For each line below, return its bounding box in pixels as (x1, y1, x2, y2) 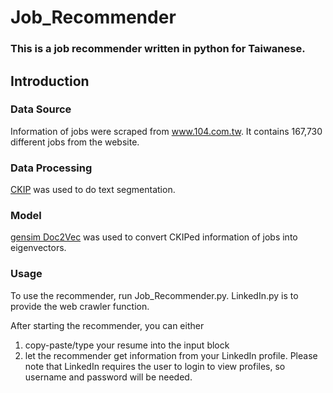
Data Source (10, 102, 72, 116)
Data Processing (10, 161, 93, 175)
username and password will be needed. (24, 371, 193, 383)
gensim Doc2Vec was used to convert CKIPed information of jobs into (10, 231, 298, 243)
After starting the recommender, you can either (10, 319, 205, 331)
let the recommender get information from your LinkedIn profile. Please (24, 349, 318, 361)
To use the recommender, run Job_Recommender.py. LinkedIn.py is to (10, 289, 299, 301)
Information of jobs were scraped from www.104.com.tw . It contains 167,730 (10, 125, 323, 137)
